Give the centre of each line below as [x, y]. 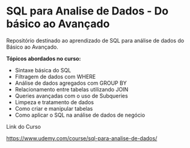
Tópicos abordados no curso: [44, 58]
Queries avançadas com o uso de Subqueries [71, 96]
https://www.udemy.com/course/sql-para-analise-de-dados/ [82, 138]
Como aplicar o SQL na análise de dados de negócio [80, 115]
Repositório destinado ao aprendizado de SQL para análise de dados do [95, 40]
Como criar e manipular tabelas [54, 108]
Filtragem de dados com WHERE [55, 76]
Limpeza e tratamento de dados [54, 102]
